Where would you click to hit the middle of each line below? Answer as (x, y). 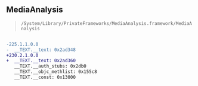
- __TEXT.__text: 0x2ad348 (41, 50)
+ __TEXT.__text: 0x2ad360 (41, 61)
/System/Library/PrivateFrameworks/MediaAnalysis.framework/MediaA (106, 23)
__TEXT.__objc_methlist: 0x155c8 (55, 72)
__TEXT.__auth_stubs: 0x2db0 (50, 66)
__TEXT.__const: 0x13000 (45, 77)
